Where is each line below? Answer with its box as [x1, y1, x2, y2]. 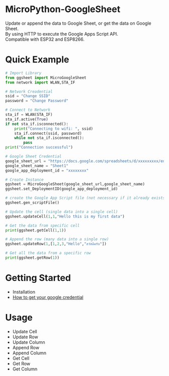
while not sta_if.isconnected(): [14, 135, 84, 140]
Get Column [12, 366, 38, 372]
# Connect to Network [5, 107, 51, 113]
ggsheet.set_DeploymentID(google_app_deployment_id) [5, 186, 118, 192]
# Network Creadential [5, 89, 53, 94]
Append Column [12, 350, 47, 356]
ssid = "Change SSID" [5, 94, 51, 99]
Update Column [12, 339, 45, 345]
